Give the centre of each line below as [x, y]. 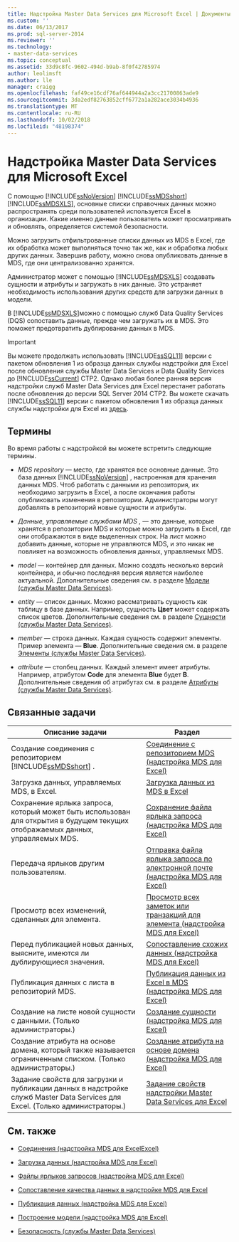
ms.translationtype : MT [43, 107]
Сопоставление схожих [187, 945]
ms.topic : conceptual [39, 60]
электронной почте [179, 868]
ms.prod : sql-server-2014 [46, 34]
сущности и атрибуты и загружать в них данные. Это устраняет [105, 285]
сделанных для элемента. [56, 920]
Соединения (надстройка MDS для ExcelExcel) [88, 1148]
